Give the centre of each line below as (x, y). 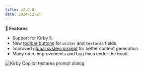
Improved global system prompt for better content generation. (76, 48)
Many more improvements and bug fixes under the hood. (71, 53)
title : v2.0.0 (20, 10)
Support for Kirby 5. (33, 38)
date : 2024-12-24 (23, 14)
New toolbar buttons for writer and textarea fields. (65, 43)
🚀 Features (17, 28)
